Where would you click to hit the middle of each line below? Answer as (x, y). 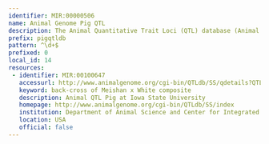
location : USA (42, 120)
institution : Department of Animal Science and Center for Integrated (139, 113)
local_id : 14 (30, 61)
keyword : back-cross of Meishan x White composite (105, 90)
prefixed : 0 (28, 53)
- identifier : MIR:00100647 (58, 75)
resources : (26, 68)
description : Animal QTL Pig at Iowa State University (112, 98)
